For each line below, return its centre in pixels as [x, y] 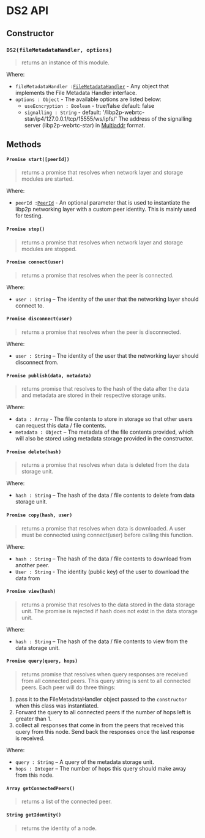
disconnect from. [37, 363]
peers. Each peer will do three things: [69, 687]
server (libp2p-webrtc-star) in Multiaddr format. [85, 125]
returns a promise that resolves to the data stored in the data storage [108, 605]
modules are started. [47, 179]
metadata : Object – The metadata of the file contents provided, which [104, 432]
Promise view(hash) [31, 592]
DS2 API [28, 11]
